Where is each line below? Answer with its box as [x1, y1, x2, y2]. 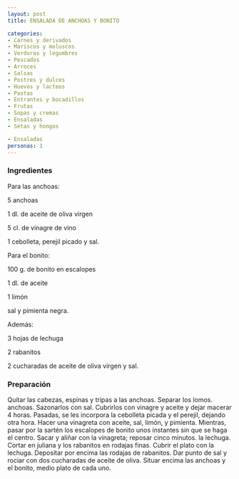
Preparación [7, 379, 51, 389]
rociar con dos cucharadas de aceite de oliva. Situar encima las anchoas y [7, 455, 226, 464]
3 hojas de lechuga [7, 334, 64, 342]
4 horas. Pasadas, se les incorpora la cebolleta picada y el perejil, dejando [7, 411, 226, 419]
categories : [7, 30, 43, 37]
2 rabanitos [7, 347, 41, 356]
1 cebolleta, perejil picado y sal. [7, 237, 100, 246]
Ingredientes [7, 165, 53, 175]
